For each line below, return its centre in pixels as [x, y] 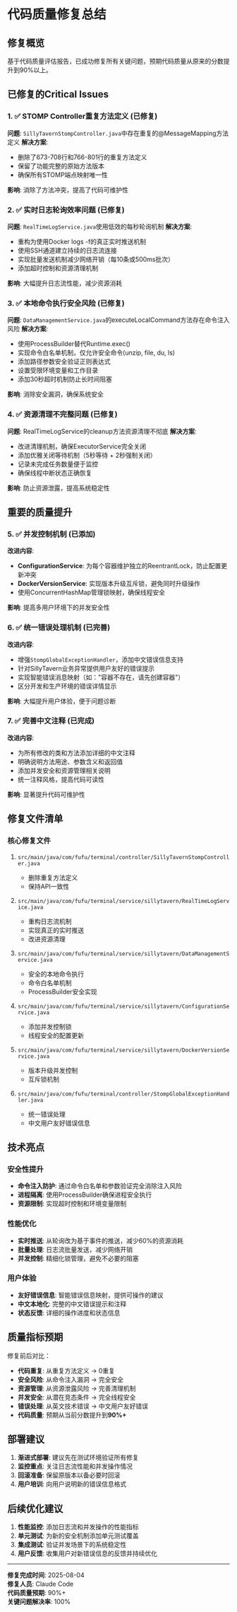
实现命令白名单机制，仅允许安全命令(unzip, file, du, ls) [96, 353]
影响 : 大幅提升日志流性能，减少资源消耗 [65, 283]
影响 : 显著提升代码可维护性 [46, 794]
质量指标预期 [35, 1337]
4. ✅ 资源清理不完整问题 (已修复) [62, 415]
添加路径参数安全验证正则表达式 [64, 362]
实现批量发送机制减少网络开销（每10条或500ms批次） [96, 259]
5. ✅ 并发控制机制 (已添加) [51, 534]
